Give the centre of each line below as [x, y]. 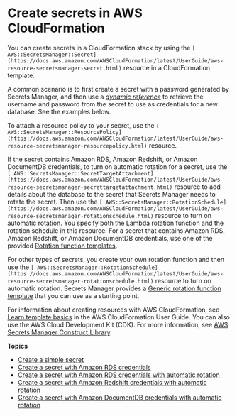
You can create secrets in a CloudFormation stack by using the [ [101, 48]
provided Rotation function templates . [62, 246]
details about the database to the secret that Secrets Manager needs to [112, 194]
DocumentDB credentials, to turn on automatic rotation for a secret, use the [117, 166]
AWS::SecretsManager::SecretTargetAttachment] [84, 173]
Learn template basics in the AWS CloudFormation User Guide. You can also [119, 317]
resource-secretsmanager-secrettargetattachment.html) [90, 187]
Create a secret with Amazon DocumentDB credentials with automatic [120, 397]
